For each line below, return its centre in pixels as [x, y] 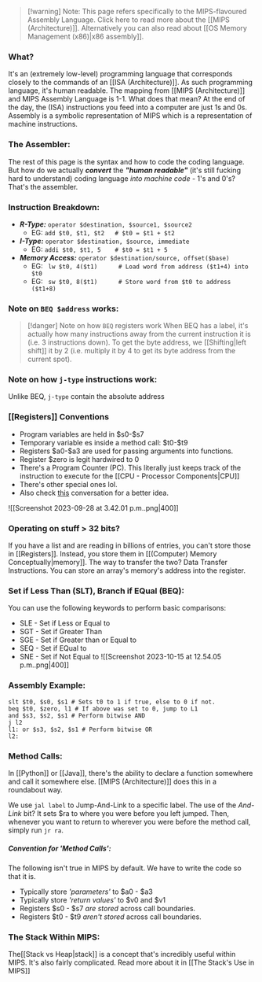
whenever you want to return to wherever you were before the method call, [129, 821]
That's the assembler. [43, 186]
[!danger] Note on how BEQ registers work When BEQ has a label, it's [138, 326]
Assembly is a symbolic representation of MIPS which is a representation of [130, 116]
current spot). [49, 359]
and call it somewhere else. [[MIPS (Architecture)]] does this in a [113, 781]
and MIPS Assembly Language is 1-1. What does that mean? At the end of [127, 99]
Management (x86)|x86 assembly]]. [86, 36]
